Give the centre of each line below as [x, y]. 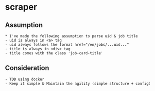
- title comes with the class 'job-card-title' [54, 53]
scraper [21, 7]
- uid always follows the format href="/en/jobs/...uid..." [67, 45]
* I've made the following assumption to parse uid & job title [71, 36]
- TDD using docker [25, 79]
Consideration [27, 68]
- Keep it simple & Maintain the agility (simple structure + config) [78, 83]
